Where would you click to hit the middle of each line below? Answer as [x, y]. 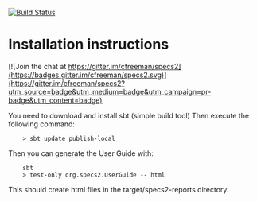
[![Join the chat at [37, 66]
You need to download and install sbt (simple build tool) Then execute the [128, 115]
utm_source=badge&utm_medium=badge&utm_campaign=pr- [110, 91]
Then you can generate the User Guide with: [81, 153]
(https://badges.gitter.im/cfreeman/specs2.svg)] [88, 75]
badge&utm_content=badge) [55, 100]
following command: [42, 124]
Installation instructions [89, 45]
